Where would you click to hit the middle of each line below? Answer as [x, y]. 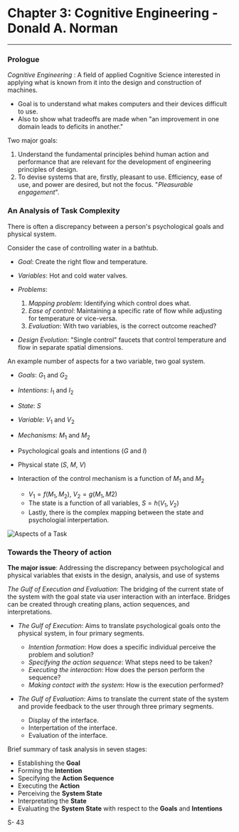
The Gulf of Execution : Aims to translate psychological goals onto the [119, 626]
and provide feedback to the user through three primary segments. [116, 706]
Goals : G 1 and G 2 [43, 376]
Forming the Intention [50, 771]
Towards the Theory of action [59, 552]
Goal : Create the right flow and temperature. [83, 261]
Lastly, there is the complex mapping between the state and [116, 512]
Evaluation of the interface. [68, 736]
